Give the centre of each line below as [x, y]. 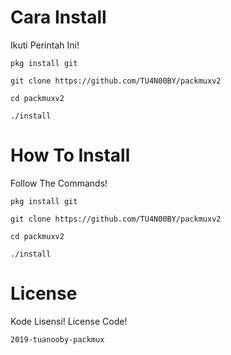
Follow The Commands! [59, 183]
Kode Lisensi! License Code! [69, 321]
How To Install [70, 155]
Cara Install [58, 17]
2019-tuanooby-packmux [57, 339]
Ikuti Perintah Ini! [45, 45]
